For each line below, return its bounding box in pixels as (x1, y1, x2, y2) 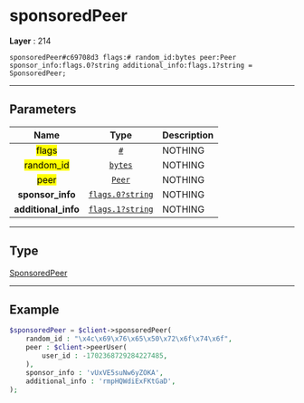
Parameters (9, 101, 77, 118)
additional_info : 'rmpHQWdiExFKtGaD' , (25, 377, 176, 386)
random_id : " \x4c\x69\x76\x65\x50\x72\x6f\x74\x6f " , (25, 334, 233, 344)
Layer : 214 (9, 35, 52, 46)
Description (162, 129, 214, 141)
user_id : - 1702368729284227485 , (42, 351, 168, 360)
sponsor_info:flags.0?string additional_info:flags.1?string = (9, 61, 253, 70)
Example (9, 302, 60, 317)
